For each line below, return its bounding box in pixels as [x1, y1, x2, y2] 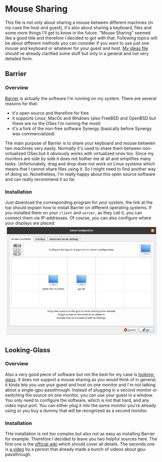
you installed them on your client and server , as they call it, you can [5, 210, 142, 215]
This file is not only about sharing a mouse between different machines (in [5, 19, 153, 25]
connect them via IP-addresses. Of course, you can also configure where [5, 215, 151, 221]
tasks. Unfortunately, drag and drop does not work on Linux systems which [5, 160, 155, 166]
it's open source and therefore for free [12, 110, 89, 116]
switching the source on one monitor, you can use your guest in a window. [5, 392, 154, 398]
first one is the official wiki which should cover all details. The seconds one [5, 441, 155, 447]
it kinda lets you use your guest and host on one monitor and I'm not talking [5, 382, 156, 388]
